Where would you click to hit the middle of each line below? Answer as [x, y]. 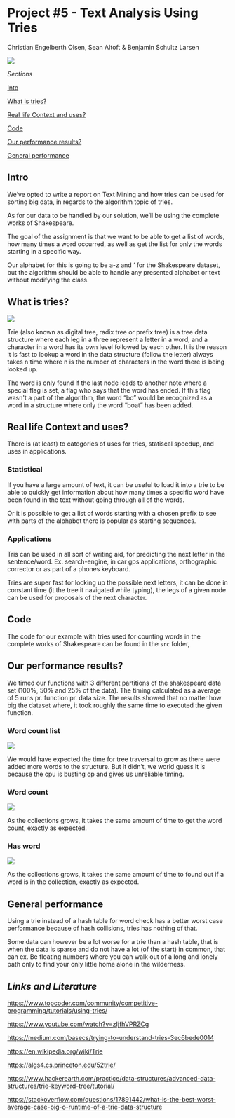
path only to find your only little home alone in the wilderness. [96, 964]
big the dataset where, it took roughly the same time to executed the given [115, 705]
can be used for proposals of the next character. [77, 597]
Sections [20, 74]
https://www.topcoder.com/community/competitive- [82, 1003]
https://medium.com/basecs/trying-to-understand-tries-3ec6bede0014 [110, 1038]
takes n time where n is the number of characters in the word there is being [116, 362]
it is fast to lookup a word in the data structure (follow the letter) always [110, 354]
